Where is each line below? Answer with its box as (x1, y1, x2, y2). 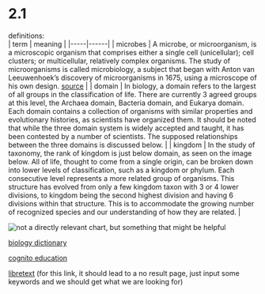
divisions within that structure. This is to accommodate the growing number (8, 198, 255, 208)
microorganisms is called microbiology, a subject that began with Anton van (8, 64, 256, 73)
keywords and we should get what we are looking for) (8, 277, 184, 286)
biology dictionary (8, 238, 67, 247)
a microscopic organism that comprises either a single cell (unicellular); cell (8, 47, 255, 57)
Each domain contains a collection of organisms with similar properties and (8, 106, 253, 115)
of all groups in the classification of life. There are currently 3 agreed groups (8, 89, 257, 99)
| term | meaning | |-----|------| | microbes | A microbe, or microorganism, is (8, 39, 257, 48)
